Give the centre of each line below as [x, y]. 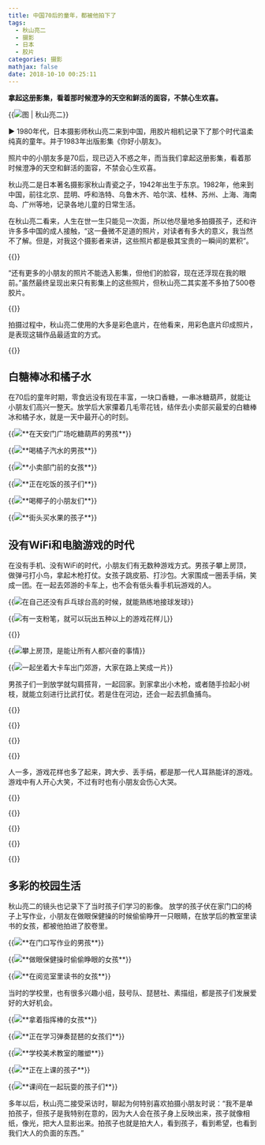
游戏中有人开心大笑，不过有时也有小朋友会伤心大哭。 [95, 782]
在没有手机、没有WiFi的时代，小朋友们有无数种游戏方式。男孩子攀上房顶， [129, 566]
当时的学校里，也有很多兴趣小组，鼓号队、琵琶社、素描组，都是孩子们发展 [129, 993]
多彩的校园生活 [45, 886]
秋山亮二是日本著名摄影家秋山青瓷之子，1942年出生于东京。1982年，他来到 [131, 184]
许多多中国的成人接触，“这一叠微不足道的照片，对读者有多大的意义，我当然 [131, 230]
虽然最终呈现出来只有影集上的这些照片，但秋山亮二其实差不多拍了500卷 [139, 283]
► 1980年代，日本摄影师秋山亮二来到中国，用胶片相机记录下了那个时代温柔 [131, 131]
